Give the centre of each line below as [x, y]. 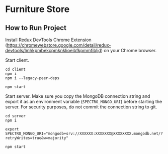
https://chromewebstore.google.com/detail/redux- [59, 45]
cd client [16, 69]
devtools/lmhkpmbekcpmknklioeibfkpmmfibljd [53, 50]
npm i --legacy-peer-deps [32, 78]
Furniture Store [37, 9]
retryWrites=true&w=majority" [37, 138]
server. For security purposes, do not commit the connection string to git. [81, 107]
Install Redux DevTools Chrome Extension [48, 40]
